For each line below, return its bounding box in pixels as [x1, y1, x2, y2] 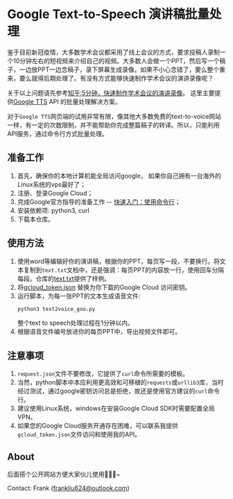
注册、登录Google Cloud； [17, 189, 94, 197]
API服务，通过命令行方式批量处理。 [7, 129, 109, 137]
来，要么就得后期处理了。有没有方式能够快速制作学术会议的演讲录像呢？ [7, 74, 214, 82]
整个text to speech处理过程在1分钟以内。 [17, 319, 134, 327]
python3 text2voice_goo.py [17, 305, 96, 312]
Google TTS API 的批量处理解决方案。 [13, 97, 121, 105]
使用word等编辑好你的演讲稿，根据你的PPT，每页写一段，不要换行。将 [17, 257, 220, 265]
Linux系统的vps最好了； [17, 180, 87, 188]
